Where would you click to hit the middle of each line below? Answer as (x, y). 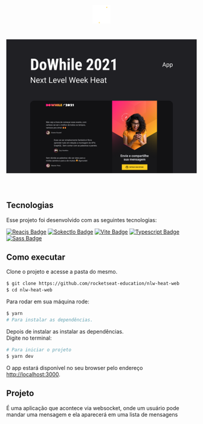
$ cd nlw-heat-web (29, 290)
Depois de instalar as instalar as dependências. (65, 331)
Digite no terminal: (29, 338)
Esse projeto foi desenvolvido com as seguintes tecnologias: (82, 220)
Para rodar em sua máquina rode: (48, 301)
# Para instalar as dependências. (50, 320)
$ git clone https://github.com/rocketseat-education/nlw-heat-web (93, 284)
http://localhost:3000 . (33, 374)
